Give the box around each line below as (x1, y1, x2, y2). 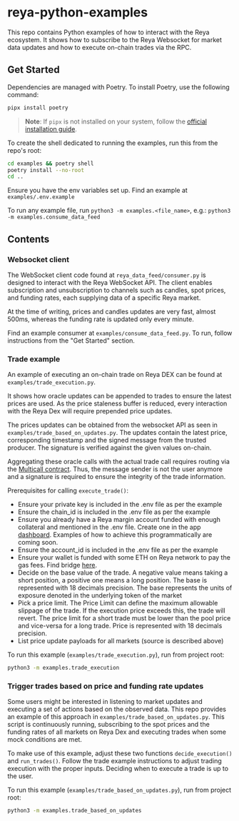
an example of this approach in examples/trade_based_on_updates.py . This (7, 712, 225, 721)
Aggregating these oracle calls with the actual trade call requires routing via (7, 458, 230, 466)
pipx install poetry (7, 104, 69, 111)
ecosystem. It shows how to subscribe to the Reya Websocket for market (7, 35, 223, 44)
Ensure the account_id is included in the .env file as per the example (17, 545, 219, 554)
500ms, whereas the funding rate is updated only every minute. (7, 315, 194, 323)
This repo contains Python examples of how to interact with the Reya (7, 28, 210, 36)
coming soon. (17, 538, 59, 547)
